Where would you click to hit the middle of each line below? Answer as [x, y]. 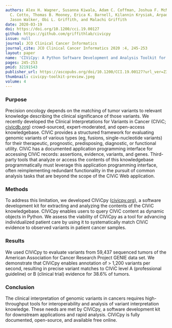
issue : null [18, 39]
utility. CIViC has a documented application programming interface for [79, 149]
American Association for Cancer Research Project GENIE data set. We [80, 257]
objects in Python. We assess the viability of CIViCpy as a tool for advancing [86, 217]
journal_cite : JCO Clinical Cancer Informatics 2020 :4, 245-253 [76, 48]
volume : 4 [16, 81]
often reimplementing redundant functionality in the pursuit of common [80, 171]
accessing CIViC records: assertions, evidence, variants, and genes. [77, 154]
